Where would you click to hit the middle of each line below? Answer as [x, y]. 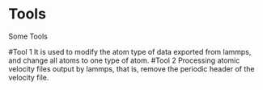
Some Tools [28, 36]
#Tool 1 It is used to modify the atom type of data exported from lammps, [130, 51]
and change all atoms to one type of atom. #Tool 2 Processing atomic [124, 60]
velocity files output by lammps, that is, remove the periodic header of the [131, 68]
